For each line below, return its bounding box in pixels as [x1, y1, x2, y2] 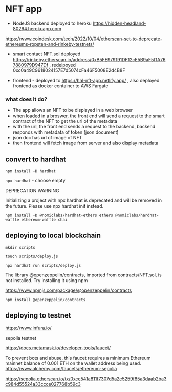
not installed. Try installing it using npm [5, 277, 88, 283]
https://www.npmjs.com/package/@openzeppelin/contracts [5, 287, 132, 293]
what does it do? [5, 96, 48, 103]
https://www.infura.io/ [5, 325, 52, 331]
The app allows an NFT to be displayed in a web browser [12, 107, 133, 114]
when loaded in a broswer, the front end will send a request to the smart [12, 113, 165, 119]
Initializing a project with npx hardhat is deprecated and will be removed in [5, 197, 162, 203]
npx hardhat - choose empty [5, 178, 66, 184]
